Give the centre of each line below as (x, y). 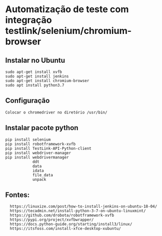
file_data (43, 175)
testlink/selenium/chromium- (68, 31)
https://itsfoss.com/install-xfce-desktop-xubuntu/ (66, 229)
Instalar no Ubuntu (35, 60)
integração (29, 20)
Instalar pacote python (42, 128)
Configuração (28, 101)
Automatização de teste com (67, 9)
